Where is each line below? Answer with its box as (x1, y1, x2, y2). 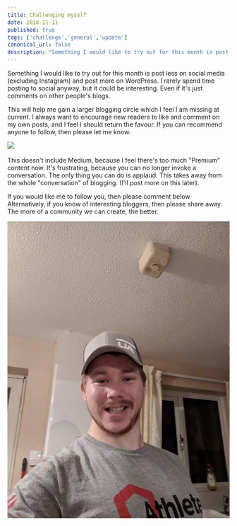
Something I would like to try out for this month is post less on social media (7, 69, 226, 77)
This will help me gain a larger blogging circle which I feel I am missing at (7, 105, 220, 113)
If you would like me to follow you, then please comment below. (7, 192, 192, 201)
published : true (7, 26, 55, 33)
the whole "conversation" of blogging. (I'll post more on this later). (7, 179, 200, 187)
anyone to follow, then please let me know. (7, 128, 131, 136)
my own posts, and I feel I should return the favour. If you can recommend (7, 120, 222, 129)
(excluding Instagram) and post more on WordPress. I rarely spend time (7, 76, 215, 85)
